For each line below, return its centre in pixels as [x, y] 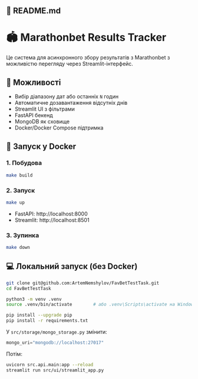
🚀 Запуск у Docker [41, 146]
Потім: [14, 354]
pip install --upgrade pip [39, 315]
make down [18, 248]
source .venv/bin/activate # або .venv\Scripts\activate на [91, 305]
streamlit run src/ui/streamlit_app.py [55, 370]
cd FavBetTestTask [29, 288]
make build [19, 175]
